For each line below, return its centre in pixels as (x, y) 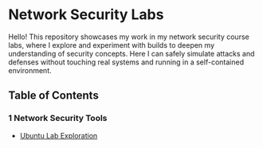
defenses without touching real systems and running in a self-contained (126, 62)
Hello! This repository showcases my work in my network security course (129, 37)
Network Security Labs (86, 15)
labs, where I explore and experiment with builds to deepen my (112, 45)
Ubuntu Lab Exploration (59, 135)
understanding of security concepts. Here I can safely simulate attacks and (131, 53)
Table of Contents (54, 96)
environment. (30, 70)
